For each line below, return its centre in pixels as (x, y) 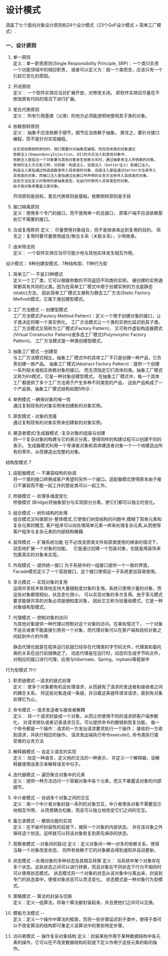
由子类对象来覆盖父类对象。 (37, 187)
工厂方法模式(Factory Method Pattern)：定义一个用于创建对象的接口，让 (87, 316)
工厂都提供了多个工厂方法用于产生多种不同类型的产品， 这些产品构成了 (85, 382)
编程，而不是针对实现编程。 (41, 139)
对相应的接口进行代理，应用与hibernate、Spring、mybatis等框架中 (81, 659)
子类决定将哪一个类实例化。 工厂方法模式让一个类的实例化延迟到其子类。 (88, 322)
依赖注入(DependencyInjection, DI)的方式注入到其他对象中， (71, 155)
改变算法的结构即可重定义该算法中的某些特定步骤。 (74, 926)
